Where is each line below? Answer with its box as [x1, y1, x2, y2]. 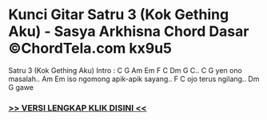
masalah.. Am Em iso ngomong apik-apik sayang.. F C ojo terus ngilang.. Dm [8, 74, 260, 83]
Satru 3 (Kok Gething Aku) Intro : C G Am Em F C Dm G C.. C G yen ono [8, 65, 242, 75]
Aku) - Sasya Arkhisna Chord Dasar [8, 22, 249, 41]
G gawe [8, 82, 34, 92]
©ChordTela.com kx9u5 [8, 40, 173, 57]
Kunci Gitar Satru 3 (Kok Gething [8, 6, 229, 24]
